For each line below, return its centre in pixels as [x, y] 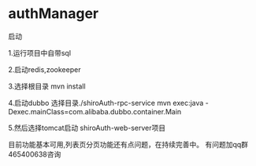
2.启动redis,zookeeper [45, 69]
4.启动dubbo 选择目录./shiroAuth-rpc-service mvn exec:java [106, 103]
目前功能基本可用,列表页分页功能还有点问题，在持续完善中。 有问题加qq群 [128, 144]
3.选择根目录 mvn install [47, 86]
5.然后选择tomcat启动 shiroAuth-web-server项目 [87, 128]
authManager [54, 14]
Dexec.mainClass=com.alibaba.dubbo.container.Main [95, 111]
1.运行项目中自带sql [40, 52]
